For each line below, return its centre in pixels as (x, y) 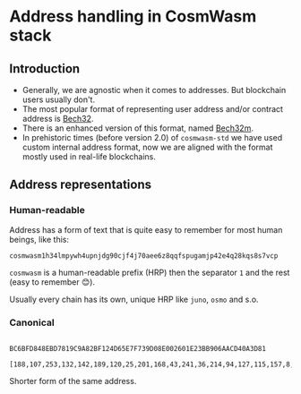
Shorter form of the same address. (73, 381)
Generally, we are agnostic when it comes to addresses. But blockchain (154, 90)
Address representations (81, 185)
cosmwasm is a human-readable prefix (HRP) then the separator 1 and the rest (150, 272)
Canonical (32, 322)
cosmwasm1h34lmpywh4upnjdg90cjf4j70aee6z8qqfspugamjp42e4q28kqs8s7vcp (144, 256)
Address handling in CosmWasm (133, 17)
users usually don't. (59, 99)
